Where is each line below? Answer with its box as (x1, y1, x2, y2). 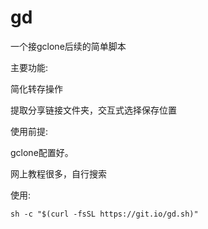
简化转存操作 (10, 82, 63, 95)
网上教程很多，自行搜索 (10, 167, 107, 180)
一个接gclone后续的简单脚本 (10, 40, 127, 52)
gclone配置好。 (10, 146, 74, 158)
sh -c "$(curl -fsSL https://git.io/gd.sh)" (10, 209, 199, 219)
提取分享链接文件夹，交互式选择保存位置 (10, 104, 177, 116)
